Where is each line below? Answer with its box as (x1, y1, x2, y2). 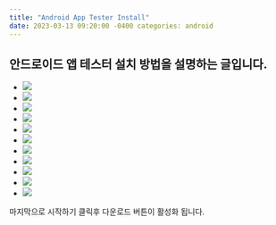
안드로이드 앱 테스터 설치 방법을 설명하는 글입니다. (9, 56, 268, 71)
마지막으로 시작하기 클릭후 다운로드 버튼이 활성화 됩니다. (9, 206, 205, 217)
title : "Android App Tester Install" (9, 12, 150, 22)
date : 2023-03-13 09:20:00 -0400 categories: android (9, 21, 214, 30)
